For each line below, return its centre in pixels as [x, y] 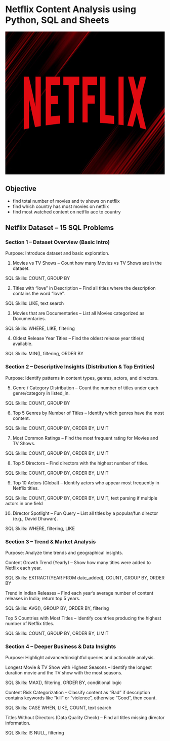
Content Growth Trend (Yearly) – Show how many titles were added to [78, 563]
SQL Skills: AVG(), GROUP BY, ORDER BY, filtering [57, 608]
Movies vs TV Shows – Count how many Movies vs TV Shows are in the [87, 263]
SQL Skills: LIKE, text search [35, 303]
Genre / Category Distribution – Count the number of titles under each [85, 388]
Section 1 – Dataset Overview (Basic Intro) [58, 242]
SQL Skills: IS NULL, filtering [35, 733]
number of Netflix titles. [30, 624]
